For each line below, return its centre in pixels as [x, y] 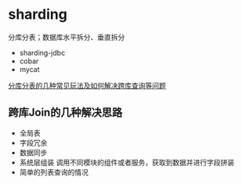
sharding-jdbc [42, 52]
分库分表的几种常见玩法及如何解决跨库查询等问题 [87, 85]
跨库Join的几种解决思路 [65, 112]
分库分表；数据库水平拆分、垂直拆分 [67, 37]
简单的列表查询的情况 [54, 172]
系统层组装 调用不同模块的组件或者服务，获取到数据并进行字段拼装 [127, 162]
